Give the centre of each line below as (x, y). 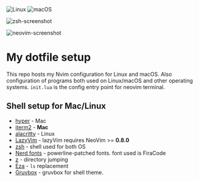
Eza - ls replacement (42, 166)
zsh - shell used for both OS (51, 146)
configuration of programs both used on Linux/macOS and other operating (100, 80)
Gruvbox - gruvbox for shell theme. (59, 172)
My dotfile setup (49, 57)
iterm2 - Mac (32, 127)
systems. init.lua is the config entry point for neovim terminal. (86, 87)
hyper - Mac (31, 121)
